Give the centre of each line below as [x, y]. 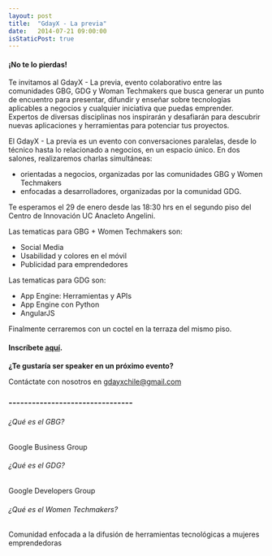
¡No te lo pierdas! [38, 64]
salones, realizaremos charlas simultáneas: [80, 158]
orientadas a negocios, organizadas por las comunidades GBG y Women [141, 175]
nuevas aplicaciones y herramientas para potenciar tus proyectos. [119, 126]
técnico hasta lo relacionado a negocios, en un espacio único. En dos [124, 150]
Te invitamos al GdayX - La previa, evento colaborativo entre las [115, 83]
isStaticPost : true [41, 39]
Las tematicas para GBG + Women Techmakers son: [95, 231]
